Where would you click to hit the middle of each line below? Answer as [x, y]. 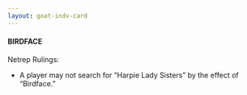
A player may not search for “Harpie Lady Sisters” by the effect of [129, 75]
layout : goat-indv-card [48, 16]
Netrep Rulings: [34, 59]
